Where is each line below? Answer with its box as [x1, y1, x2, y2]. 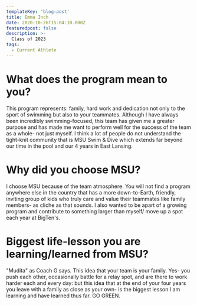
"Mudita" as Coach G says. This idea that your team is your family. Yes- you [6, 267, 191, 274]
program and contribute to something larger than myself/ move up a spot [6, 207, 183, 215]
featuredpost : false [6, 25, 57, 31]
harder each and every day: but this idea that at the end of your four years [6, 279, 186, 287]
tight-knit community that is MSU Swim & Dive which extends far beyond [6, 136, 183, 143]
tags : [6, 42, 19, 48]
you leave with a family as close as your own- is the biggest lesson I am [6, 285, 180, 293]
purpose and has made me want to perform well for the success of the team [6, 124, 192, 131]
